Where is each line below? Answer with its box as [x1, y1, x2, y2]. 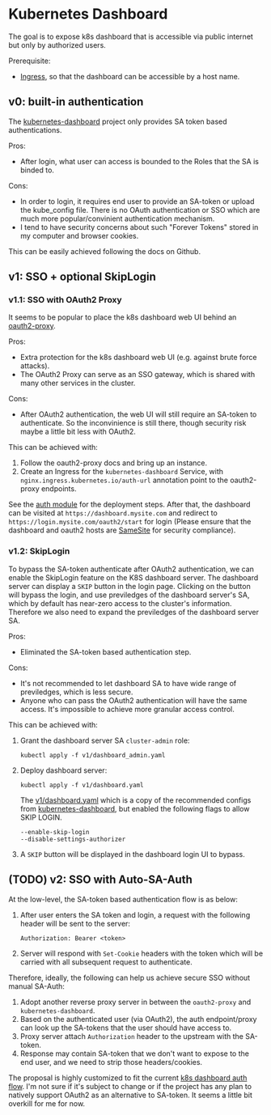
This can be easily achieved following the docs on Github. [8, 246, 201, 256]
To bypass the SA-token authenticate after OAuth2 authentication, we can [8, 564, 255, 574]
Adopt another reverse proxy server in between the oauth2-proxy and [19, 997, 252, 1007]
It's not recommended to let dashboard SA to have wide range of [19, 678, 237, 688]
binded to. [19, 165, 55, 175]
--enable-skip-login [19, 828, 90, 836]
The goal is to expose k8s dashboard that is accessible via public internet [8, 32, 253, 41]
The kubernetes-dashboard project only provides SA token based [8, 117, 228, 126]
